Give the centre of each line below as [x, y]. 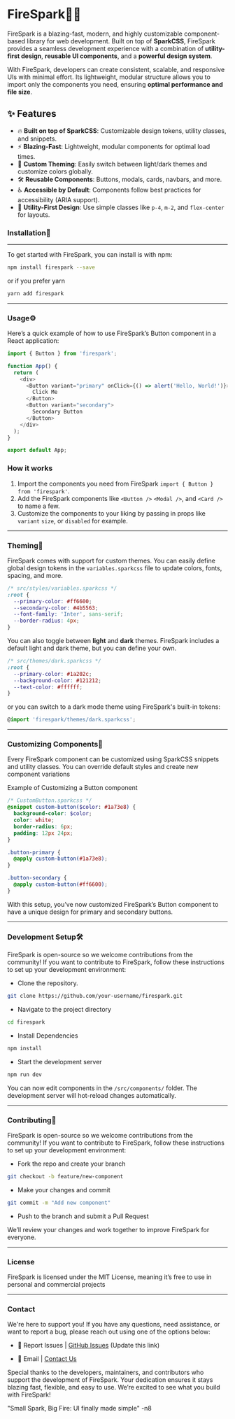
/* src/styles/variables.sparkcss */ [62, 588]
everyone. [22, 1237]
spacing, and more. [35, 575]
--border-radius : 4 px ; [47, 621]
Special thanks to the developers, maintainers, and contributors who [106, 1372]
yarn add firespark [36, 293]
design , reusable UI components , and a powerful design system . [116, 56]
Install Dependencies [48, 1036]
